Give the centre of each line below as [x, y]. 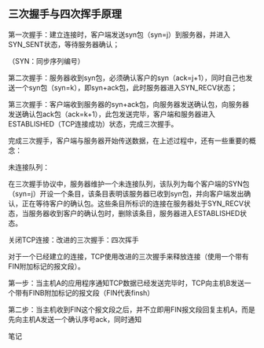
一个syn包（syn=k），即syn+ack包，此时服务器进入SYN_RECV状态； [126, 87]
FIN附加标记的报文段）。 [46, 266]
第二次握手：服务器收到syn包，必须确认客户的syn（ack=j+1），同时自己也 [127, 78]
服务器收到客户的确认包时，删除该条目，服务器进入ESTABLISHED [134, 213]
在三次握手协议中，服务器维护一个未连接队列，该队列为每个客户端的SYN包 [129, 184]
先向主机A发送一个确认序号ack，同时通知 [75, 319]
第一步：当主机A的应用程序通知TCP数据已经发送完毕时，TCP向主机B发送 [126, 283]
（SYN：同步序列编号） [46, 60]
